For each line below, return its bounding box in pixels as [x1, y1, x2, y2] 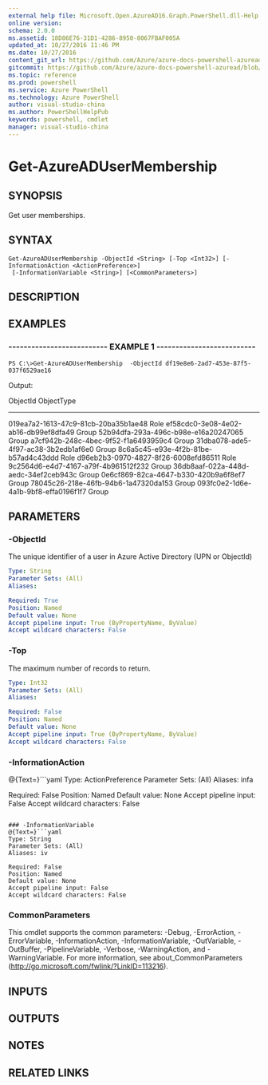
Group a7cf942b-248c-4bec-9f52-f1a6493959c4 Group [8, 436, 195, 445]
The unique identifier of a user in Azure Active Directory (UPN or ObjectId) [8, 552, 253, 561]
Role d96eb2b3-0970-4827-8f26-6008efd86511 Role [60, 453, 237, 462]
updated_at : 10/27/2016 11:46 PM [8, 42, 120, 49]
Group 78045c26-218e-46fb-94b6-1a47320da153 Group [8, 478, 195, 488]
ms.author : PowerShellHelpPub [8, 109, 109, 117]
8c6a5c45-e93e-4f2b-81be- [118, 444, 213, 453]
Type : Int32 [8, 679, 48, 687]
